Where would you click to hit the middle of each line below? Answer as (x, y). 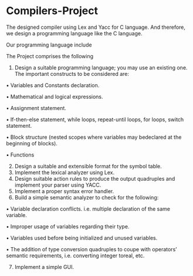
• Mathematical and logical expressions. (55, 97)
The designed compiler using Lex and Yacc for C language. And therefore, (96, 27)
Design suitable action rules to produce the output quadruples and (95, 178)
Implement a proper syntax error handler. (64, 191)
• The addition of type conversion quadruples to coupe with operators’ (92, 249)
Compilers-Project (52, 11)
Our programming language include (49, 45)
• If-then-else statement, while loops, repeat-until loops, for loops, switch (95, 119)
